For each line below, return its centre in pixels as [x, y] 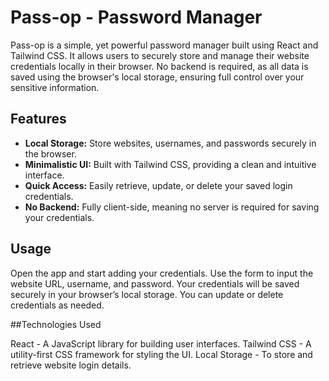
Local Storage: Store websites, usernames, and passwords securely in [170, 143]
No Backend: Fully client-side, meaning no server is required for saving [172, 207]
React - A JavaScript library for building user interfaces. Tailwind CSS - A [161, 343]
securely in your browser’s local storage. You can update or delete [147, 294]
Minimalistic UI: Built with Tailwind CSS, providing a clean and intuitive [170, 164]
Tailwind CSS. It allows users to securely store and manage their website [160, 55]
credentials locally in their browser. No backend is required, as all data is [159, 66]
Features [38, 119]
